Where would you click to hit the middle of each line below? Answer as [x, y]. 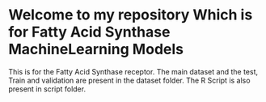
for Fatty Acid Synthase [89, 32]
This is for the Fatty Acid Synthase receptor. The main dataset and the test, [133, 71]
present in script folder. [47, 89]
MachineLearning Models [96, 49]
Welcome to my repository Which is [131, 15]
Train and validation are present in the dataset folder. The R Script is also [129, 80]
